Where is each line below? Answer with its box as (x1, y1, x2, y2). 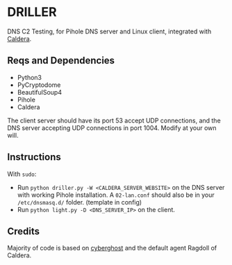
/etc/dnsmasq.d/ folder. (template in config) (17, 198, 142, 206)
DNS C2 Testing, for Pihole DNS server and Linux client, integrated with (7, 27, 212, 35)
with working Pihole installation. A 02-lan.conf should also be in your (17, 191, 215, 199)
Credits (7, 225, 40, 237)
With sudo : (7, 170, 37, 178)
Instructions (7, 151, 61, 163)
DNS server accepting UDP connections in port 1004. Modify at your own (7, 123, 217, 132)
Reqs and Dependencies (7, 55, 115, 67)
